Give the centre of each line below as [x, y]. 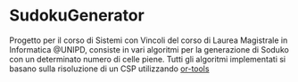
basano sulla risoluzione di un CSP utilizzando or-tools [109, 69]
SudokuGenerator [77, 16]
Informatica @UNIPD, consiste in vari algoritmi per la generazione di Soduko [149, 49]
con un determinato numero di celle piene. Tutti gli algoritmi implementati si [148, 59]
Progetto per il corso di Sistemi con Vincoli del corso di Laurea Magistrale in [149, 40]
